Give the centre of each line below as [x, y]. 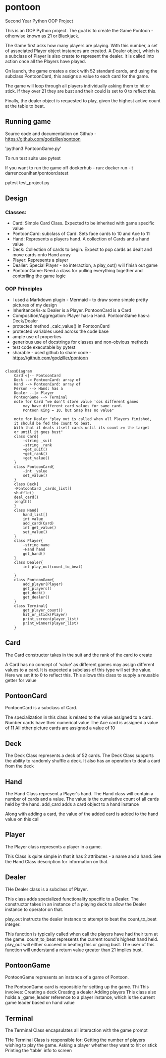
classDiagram [19, 371]
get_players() [37, 588]
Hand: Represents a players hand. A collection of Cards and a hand [81, 239]
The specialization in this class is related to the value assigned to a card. [79, 717]
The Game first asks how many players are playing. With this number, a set [81, 45]
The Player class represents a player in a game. [54, 846]
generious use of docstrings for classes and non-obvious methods [80, 342]
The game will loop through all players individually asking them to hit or [78, 85]
